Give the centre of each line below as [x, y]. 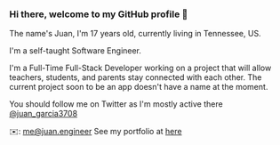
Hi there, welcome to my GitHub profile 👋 [99, 14]
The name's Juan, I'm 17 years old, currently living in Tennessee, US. [135, 34]
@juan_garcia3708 [44, 114]
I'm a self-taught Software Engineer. [76, 51]
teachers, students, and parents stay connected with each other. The [136, 77]
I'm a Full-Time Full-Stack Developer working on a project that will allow [140, 68]
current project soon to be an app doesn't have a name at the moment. [139, 87]
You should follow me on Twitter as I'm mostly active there [116, 104]
